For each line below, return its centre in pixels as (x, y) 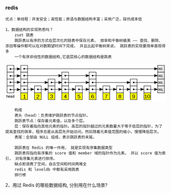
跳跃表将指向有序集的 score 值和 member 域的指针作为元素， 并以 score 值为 (88, 153)
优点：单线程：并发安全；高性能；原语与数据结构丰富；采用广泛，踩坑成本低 (74, 19)
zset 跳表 (24, 35)
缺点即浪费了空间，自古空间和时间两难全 (51, 164)
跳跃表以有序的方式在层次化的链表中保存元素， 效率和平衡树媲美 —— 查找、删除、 (89, 41)
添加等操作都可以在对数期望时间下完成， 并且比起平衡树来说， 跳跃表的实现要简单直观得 (86, 46)
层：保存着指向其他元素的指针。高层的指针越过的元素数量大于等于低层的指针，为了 (89, 126)
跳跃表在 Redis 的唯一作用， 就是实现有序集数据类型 (64, 148)
